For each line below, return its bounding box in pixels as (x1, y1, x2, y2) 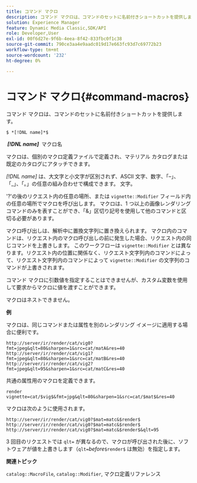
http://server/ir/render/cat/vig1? (6, 351, 94, 357)
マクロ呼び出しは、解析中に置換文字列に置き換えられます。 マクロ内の (6, 227, 178, 234)
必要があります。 (16, 215, 58, 222)
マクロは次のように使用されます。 (6, 405, 88, 412)
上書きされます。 (26, 264, 68, 271)
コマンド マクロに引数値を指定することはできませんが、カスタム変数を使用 (6, 277, 188, 284)
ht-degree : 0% (6, 58, 41, 63)
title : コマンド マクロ (6, 8, 58, 15)
